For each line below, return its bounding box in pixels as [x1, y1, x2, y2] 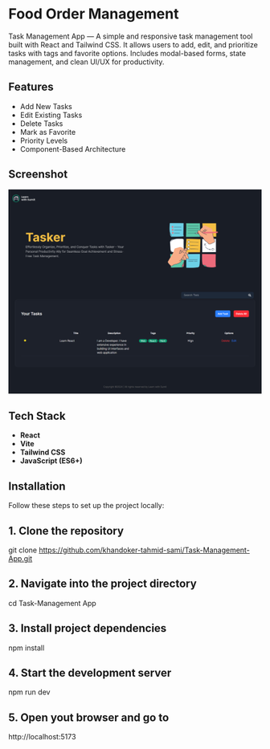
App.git [8, 554, 33, 564]
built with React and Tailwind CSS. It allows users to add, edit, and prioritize [8, 39, 259, 49]
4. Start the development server [8, 666, 172, 680]
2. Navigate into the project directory [8, 577, 197, 591]
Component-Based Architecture [19, 144, 126, 153]
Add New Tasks [19, 101, 72, 111]
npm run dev [8, 687, 51, 697]
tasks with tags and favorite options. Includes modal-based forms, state [8, 48, 247, 58]
